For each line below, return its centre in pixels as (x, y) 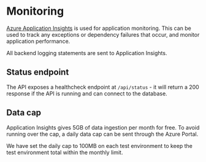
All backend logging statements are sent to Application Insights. (87, 53)
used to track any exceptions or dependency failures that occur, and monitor (103, 34)
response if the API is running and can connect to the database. (87, 94)
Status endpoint (38, 72)
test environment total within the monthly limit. (65, 152)
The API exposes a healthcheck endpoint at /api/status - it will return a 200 (103, 87)
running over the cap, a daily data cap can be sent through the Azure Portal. (102, 134)
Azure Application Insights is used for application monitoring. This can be (99, 28)
